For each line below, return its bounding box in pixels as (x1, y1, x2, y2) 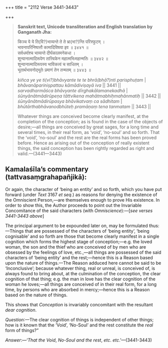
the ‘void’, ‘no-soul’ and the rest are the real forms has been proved (17, 135, 157, 140)
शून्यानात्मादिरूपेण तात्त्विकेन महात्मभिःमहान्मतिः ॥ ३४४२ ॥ (17, 56, 108, 62)
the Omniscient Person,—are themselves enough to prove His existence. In (5, 197, 160, 203)
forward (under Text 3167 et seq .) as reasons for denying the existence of (5, 192, 157, 198)
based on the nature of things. (5, 292, 68, 298)
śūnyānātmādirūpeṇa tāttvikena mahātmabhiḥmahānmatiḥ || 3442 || (17, 93, 161, 99)
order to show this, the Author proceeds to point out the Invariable (5, 202, 142, 208)
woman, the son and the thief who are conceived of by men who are (5, 244, 146, 250)
